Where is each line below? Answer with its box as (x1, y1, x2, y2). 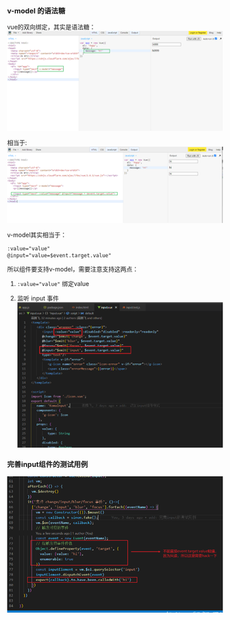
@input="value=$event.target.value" (7, 252, 112, 259)
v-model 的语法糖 (7, 5, 66, 15)
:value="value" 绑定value (16, 279, 90, 287)
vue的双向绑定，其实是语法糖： (7, 23, 96, 32)
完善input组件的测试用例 (7, 460, 88, 469)
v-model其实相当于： (7, 230, 67, 239)
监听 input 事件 (16, 294, 60, 302)
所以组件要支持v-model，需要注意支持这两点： (7, 265, 139, 273)
